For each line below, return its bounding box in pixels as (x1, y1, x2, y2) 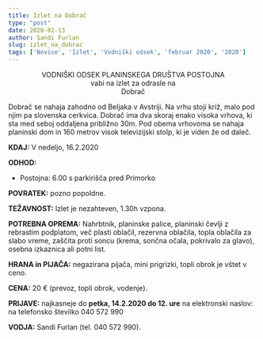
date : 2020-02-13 (8, 26, 66, 34)
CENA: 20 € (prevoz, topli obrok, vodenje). (8, 284, 148, 292)
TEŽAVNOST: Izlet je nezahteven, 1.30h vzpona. (8, 204, 166, 213)
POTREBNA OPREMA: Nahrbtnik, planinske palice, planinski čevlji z (8, 219, 229, 228)
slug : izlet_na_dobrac (8, 41, 83, 49)
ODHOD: (8, 158, 37, 167)
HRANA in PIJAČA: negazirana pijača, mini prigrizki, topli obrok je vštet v (8, 260, 247, 269)
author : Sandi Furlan (8, 33, 80, 42)
